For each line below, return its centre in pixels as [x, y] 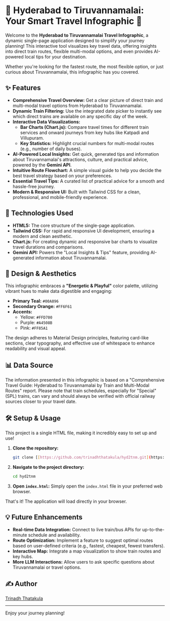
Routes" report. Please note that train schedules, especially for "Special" [81, 391]
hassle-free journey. [34, 186]
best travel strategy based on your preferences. [62, 176]
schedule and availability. [54, 535]
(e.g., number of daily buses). [51, 149]
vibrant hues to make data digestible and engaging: [59, 291]
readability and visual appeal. [36, 349]
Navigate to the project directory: [48, 467]
